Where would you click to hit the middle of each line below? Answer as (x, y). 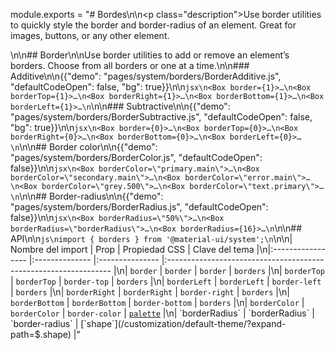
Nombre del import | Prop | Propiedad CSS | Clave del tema (132, 249)
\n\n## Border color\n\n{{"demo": (88, 147)
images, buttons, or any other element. (90, 35)
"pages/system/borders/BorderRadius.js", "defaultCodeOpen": (139, 207)
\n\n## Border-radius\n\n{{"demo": (91, 196)
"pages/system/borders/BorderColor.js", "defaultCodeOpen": (136, 157)
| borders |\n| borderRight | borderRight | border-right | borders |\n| (150, 292)
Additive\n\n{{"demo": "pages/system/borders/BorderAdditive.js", (146, 76)
